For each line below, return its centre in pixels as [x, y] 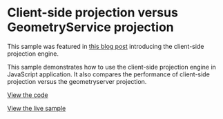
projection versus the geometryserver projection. [77, 81]
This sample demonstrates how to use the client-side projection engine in [111, 67]
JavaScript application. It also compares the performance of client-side [109, 74]
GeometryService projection [90, 27]
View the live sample [37, 108]
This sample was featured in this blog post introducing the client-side [106, 46]
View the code [28, 95]
